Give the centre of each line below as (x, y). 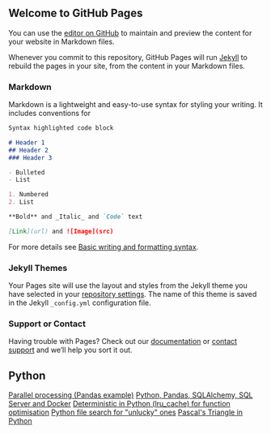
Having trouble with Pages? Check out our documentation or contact (123, 342)
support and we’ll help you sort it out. (70, 350)
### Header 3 (30, 157)
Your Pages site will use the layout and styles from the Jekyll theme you (128, 286)
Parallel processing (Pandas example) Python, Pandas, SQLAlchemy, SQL (131, 395)
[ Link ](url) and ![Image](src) (61, 231)
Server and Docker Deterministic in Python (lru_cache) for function (119, 404)
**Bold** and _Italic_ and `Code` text (76, 217)
